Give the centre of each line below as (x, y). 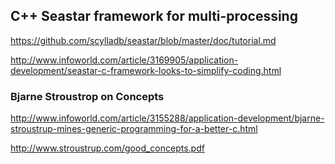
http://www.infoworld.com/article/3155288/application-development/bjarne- (167, 118)
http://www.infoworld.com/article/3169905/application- (124, 60)
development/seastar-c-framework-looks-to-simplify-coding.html (146, 70)
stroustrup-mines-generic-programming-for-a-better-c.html (134, 129)
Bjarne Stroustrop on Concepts (87, 96)
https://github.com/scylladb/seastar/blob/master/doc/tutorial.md (143, 40)
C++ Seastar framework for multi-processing (154, 16)
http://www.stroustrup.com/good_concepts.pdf (107, 148)
